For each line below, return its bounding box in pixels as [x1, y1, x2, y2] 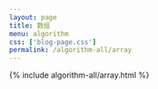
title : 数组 [9, 21, 50, 30]
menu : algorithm [9, 29, 69, 38]
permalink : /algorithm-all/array [9, 46, 132, 55]
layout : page [9, 12, 57, 22]
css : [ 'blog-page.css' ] [9, 37, 97, 47]
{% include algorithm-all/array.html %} [9, 70, 150, 80]
